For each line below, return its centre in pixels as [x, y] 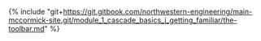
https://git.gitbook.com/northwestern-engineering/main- [158, 12]
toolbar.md [26, 29]
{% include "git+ [36, 12]
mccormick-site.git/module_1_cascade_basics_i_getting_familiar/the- [123, 20]
